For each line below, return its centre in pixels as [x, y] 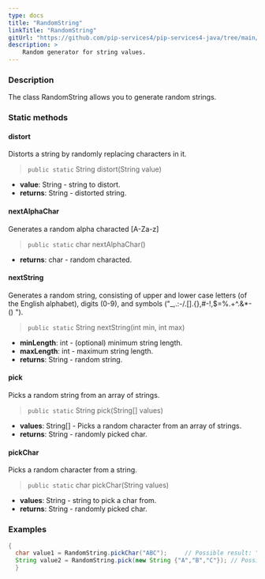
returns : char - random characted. [76, 259]
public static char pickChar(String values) [98, 485]
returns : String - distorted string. [73, 193]
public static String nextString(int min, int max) [106, 327]
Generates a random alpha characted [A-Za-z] [84, 229]
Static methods [38, 118]
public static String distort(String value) [94, 169]
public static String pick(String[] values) [95, 411]
